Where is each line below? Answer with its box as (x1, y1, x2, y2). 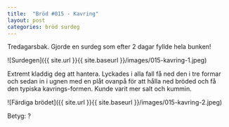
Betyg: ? (7, 112, 32, 120)
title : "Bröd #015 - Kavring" (7, 10, 99, 18)
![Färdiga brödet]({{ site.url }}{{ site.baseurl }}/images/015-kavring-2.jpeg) (7, 98, 223, 107)
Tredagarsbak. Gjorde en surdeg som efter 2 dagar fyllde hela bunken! (7, 43, 211, 51)
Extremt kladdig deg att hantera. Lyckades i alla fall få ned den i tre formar (7, 69, 221, 78)
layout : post (7, 17, 46, 24)
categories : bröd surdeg (7, 23, 80, 30)
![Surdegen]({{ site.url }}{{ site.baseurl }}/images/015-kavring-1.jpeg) (7, 56, 207, 65)
